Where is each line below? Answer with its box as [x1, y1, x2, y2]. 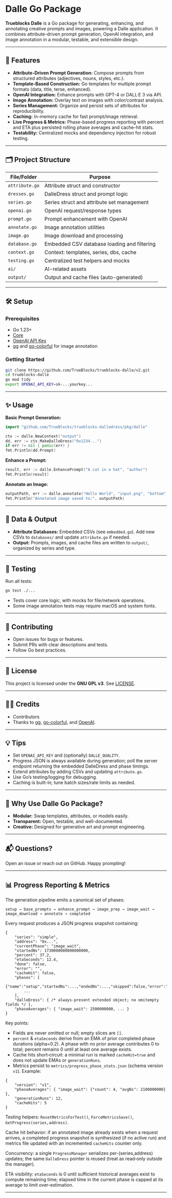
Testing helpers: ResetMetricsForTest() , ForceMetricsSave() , [5, 1114, 134, 1120]
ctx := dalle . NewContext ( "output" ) [5, 434, 81, 439]
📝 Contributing [5, 622, 53, 631]
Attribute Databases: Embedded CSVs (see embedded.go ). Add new [12, 528, 155, 535]
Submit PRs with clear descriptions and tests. [12, 642, 109, 648]
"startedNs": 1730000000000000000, [14, 948, 91, 953]
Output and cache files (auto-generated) [44, 273, 143, 281]
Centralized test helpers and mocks [44, 257, 130, 264]
